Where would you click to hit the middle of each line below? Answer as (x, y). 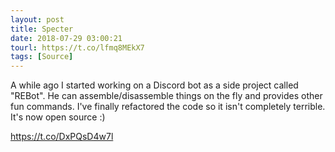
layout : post (37, 19)
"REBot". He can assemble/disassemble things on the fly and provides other (166, 96)
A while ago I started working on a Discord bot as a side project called (154, 85)
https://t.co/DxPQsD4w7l (62, 137)
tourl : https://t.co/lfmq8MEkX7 (77, 47)
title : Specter (42, 29)
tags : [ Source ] (42, 57)
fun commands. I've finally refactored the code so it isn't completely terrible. (168, 107)
